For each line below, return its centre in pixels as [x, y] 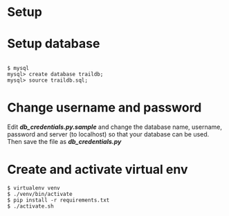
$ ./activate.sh [30, 206]
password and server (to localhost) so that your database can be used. [108, 134]
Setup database [54, 44]
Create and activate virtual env [98, 170]
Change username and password [104, 108]
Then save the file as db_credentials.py [64, 142]
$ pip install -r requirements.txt [58, 200]
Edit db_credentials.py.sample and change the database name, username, [115, 127]
